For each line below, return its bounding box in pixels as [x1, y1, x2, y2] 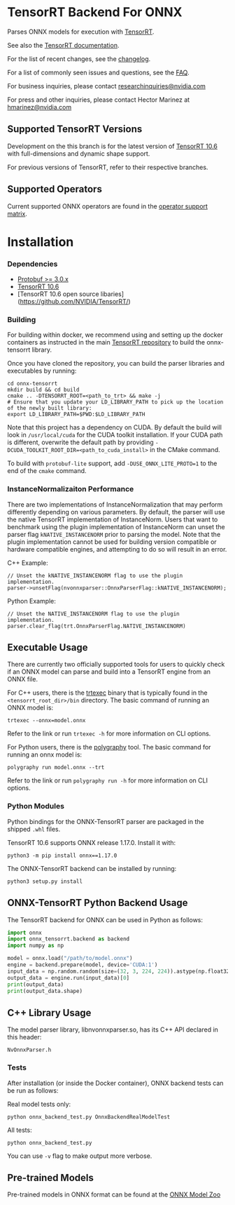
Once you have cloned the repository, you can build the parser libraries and [7, 359, 225, 368]
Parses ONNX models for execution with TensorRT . [7, 27, 155, 36]
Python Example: [7, 597, 56, 605]
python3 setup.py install [7, 878, 83, 885]
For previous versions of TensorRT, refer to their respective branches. [7, 163, 208, 171]
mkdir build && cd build [7, 387, 80, 394]
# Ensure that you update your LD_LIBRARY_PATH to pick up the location [7, 399, 224, 406]
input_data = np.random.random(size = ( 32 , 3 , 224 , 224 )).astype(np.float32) [7, 968, 233, 975]
